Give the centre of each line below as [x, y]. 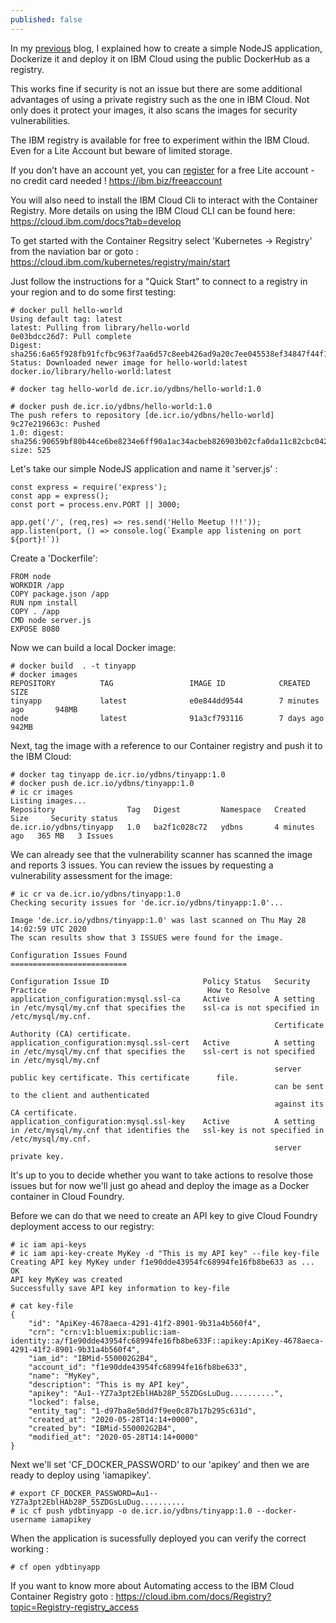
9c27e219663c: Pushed [55, 424]
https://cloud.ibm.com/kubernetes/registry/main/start [120, 262]
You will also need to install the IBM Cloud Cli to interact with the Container [164, 200]
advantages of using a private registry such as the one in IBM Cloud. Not [160, 99]
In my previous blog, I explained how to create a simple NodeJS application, [166, 48]
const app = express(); [60, 496]
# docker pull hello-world [66, 310]
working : [29, 1548]
